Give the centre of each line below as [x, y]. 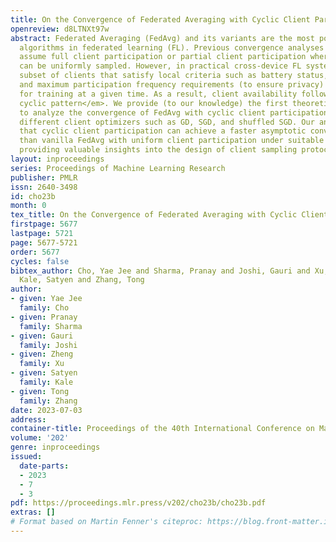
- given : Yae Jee [46, 299]
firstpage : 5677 [44, 224]
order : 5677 [35, 252]
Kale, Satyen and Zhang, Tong [82, 280]
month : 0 [28, 206]
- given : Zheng [42, 354]
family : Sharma [51, 326]
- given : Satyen [44, 373]
